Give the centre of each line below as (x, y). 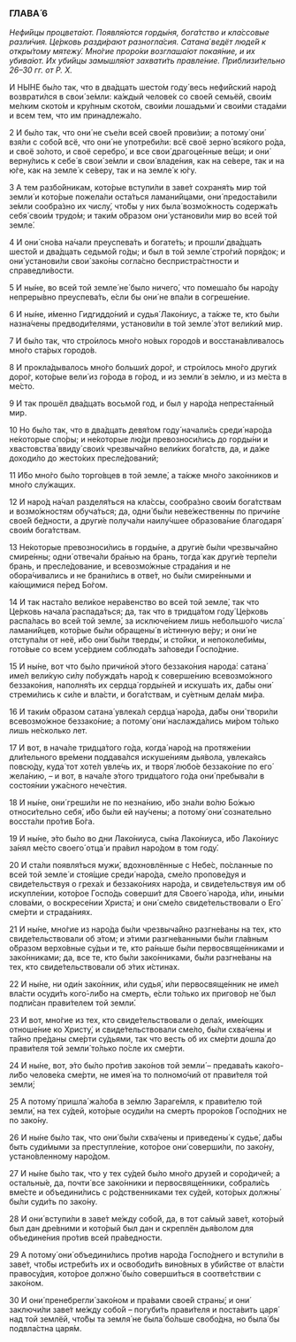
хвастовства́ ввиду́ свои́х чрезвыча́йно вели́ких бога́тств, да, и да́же (140, 449)
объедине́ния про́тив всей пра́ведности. (86, 1237)
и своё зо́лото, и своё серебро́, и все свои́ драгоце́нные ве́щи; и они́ (139, 151)
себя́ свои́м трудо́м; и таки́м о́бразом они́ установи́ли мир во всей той (143, 216)
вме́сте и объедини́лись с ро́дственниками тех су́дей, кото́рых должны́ (144, 1192)
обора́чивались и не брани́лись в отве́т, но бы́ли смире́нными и (130, 576)
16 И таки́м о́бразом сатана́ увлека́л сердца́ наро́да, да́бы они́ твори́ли (144, 712)
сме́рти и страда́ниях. (51, 912)
